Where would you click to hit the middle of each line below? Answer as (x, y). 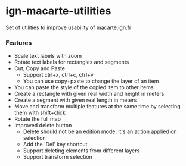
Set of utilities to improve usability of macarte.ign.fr (69, 27)
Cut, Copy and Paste (40, 68)
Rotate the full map (37, 119)
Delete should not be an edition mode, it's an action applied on (100, 131)
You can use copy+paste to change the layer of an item (91, 81)
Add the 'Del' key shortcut (55, 145)
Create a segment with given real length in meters (75, 100)
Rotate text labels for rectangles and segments (72, 62)
